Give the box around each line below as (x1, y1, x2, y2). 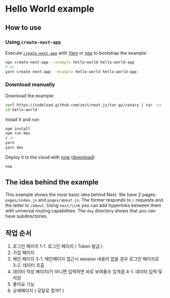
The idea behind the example (5, 178, 99, 187)
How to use (5, 23, 41, 32)
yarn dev (5, 145, 24, 150)
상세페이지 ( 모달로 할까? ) (12, 287, 64, 294)
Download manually (5, 81, 56, 88)
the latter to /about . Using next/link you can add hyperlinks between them (5, 202, 161, 208)
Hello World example (5, 3, 95, 15)
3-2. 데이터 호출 (12, 262, 45, 269)
